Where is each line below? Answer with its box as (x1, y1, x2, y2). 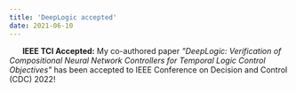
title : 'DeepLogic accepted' (9, 12, 117, 22)
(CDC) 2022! (9, 73, 56, 84)
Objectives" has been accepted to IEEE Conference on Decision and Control (9, 64, 288, 75)
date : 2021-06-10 (9, 21, 74, 30)
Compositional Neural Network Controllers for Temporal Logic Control (9, 55, 266, 65)
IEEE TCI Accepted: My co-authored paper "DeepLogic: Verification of (21, 45, 282, 56)
